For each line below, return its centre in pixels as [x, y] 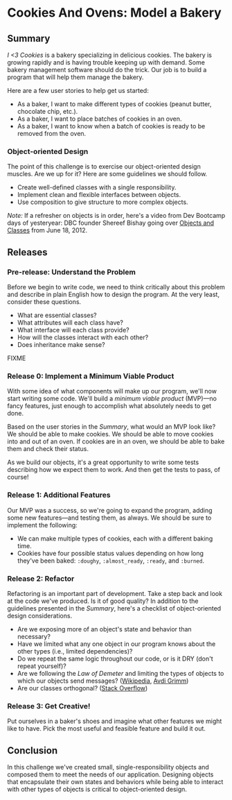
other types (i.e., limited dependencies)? [75, 651]
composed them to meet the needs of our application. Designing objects [110, 774]
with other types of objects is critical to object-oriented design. [97, 789]
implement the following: [42, 525]
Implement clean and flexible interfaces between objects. [99, 195]
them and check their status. [48, 449]
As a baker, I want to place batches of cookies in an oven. [99, 119]
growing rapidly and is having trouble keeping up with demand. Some [106, 62]
